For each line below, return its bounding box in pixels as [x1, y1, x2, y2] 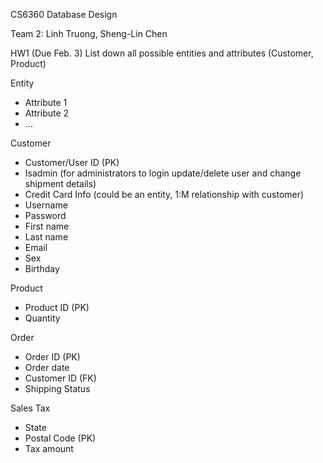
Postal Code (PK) [24, 432, 97, 444]
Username [24, 199, 68, 211]
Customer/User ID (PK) [24, 157, 120, 168]
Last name [24, 231, 69, 243]
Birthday [24, 263, 60, 274]
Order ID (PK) [24, 351, 81, 363]
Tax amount [24, 443, 74, 454]
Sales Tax [10, 402, 51, 414]
